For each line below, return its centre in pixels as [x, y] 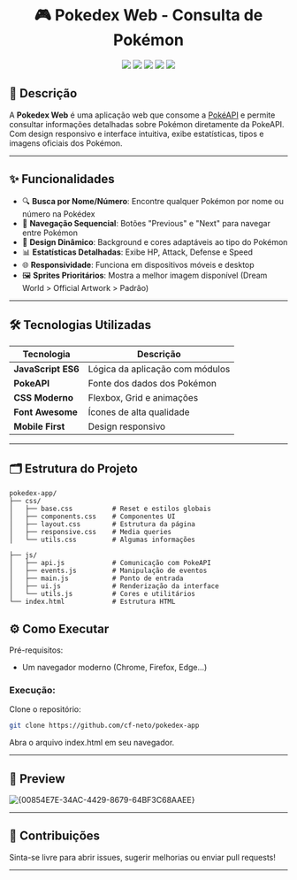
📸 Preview [37, 779]
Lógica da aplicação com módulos [159, 369]
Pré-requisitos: [36, 650]
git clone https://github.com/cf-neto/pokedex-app [104, 726]
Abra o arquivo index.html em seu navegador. [92, 743]
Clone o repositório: [45, 709]
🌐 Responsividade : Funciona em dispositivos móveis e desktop [138, 264]
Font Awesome [46, 412]
